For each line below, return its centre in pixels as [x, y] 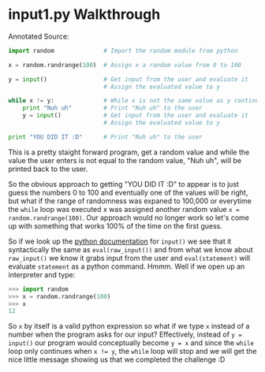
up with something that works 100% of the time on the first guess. [116, 225]
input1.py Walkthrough [84, 15]
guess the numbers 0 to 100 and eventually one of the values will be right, [128, 192]
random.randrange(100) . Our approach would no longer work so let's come [129, 218]
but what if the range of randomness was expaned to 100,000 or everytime [130, 201]
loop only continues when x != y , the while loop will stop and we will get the [132, 352]
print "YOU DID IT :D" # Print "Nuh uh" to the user [105, 137]
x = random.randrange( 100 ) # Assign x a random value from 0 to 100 [125, 65]
